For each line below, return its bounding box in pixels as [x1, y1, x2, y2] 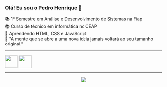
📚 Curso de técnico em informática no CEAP [5, 23, 97, 29]
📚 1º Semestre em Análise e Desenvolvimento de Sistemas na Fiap [5, 16, 143, 22]
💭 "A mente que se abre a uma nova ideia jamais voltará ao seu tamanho [5, 36, 153, 42]
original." [5, 41, 24, 47]
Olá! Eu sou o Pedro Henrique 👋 [5, 4, 82, 11]
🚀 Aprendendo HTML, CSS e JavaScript [5, 31, 87, 37]
